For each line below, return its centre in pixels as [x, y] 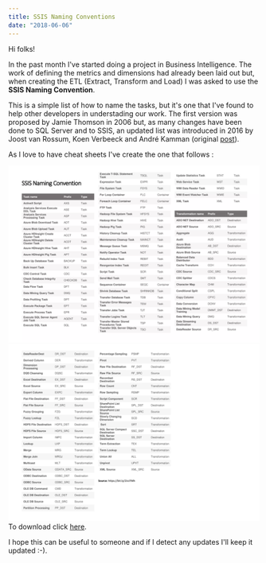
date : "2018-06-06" [41, 25]
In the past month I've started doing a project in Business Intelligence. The [130, 64]
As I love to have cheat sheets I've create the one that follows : [111, 154]
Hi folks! [22, 49]
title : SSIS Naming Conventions [62, 17]
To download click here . [48, 527]
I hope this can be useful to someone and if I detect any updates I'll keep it [131, 542]
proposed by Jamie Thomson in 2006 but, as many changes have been [125, 122]
